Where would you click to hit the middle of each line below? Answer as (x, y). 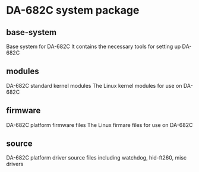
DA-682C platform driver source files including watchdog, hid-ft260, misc (97, 158)
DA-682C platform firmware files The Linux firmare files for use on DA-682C (99, 125)
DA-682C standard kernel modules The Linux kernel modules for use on (94, 85)
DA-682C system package (73, 10)
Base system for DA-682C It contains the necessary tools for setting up (94, 46)
